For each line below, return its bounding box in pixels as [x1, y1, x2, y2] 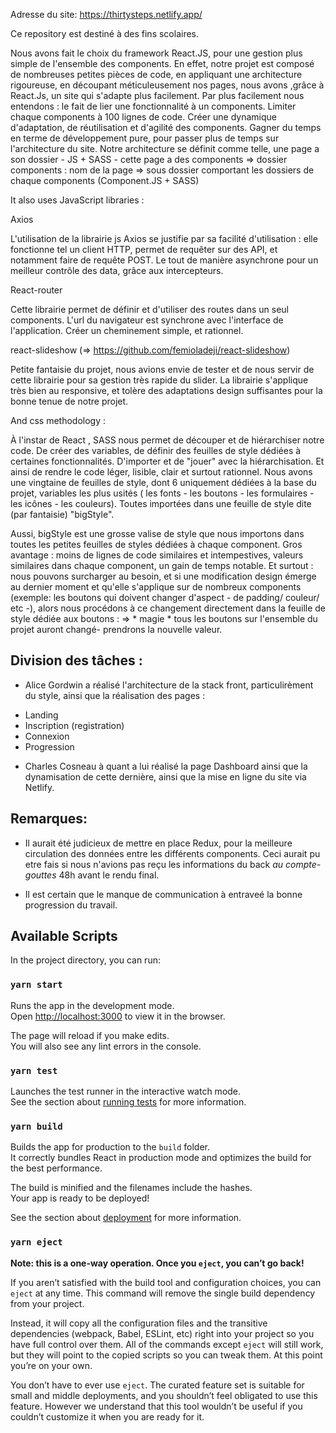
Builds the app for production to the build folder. [10, 1141, 211, 1153]
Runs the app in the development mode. [10, 999, 175, 1011]
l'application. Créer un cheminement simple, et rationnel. [10, 325, 244, 336]
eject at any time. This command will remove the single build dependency [10, 1287, 316, 1299]
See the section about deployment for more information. [10, 1212, 242, 1224]
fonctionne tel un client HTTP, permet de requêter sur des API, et [10, 244, 278, 255]
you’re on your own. [10, 1359, 93, 1371]
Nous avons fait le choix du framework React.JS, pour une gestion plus [10, 47, 303, 59]
